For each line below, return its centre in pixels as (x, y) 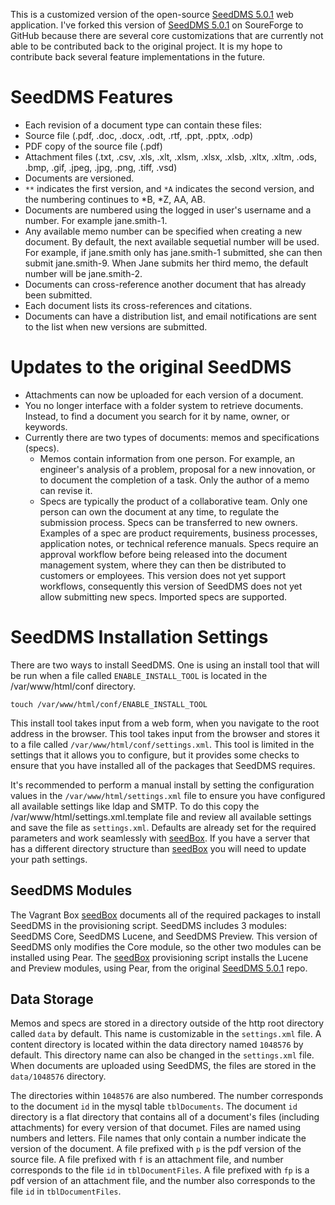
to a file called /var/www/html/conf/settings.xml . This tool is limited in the (162, 744)
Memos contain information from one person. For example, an (167, 458)
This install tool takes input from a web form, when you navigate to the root (165, 723)
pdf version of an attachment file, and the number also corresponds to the (163, 1181)
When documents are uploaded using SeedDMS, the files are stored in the (163, 1066)
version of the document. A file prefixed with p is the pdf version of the (156, 1149)
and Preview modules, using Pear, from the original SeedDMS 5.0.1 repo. (159, 968)
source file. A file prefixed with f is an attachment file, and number (147, 1160)
